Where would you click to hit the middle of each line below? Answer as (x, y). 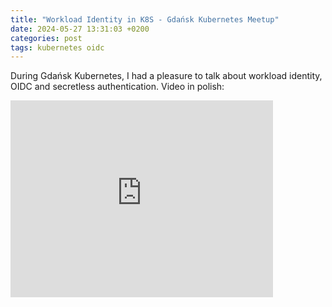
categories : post (46, 38)
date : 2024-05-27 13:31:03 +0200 (80, 29)
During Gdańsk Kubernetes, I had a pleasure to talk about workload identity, (166, 76)
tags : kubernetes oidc (57, 47)
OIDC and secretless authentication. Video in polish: (117, 87)
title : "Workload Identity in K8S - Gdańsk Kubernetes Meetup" (145, 19)
